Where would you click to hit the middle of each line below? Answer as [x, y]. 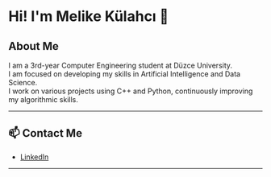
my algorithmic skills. [44, 99]
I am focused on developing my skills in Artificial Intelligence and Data [124, 74]
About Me [33, 46]
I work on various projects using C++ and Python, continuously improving [131, 91]
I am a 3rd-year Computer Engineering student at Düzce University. [120, 65]
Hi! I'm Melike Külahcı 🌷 [89, 16]
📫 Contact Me [46, 133]
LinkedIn [34, 157]
